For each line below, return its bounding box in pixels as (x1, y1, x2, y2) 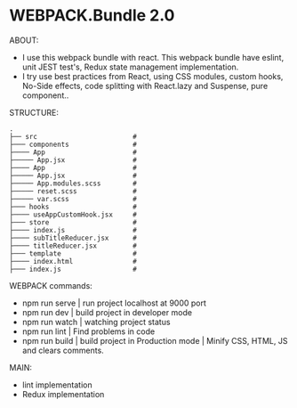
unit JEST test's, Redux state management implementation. (21, 61, 239, 72)
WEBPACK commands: (9, 280, 93, 290)
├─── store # (9, 217, 138, 227)
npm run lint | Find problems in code (21, 326, 156, 337)
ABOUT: (9, 35, 39, 45)
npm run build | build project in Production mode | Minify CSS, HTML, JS (21, 335, 288, 346)
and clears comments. (21, 345, 104, 355)
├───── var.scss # (9, 194, 138, 203)
